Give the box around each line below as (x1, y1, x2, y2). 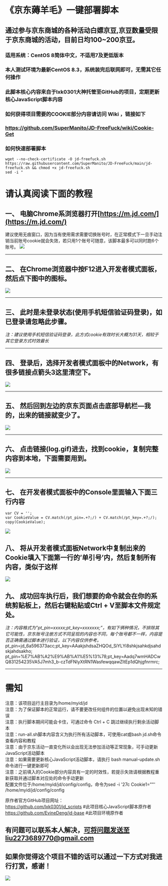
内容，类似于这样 (5, 563, 58, 571)
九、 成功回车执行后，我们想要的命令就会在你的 (5, 592, 151, 600)
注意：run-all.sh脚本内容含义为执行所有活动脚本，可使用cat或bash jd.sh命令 (5, 731, 162, 737)
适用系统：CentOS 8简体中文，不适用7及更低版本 (5, 52, 124, 59)
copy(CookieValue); (5, 520, 46, 525)
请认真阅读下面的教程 (5, 188, 93, 199)
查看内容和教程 (5, 737, 36, 743)
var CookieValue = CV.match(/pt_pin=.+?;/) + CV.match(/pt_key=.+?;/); (5, 515, 157, 521)
